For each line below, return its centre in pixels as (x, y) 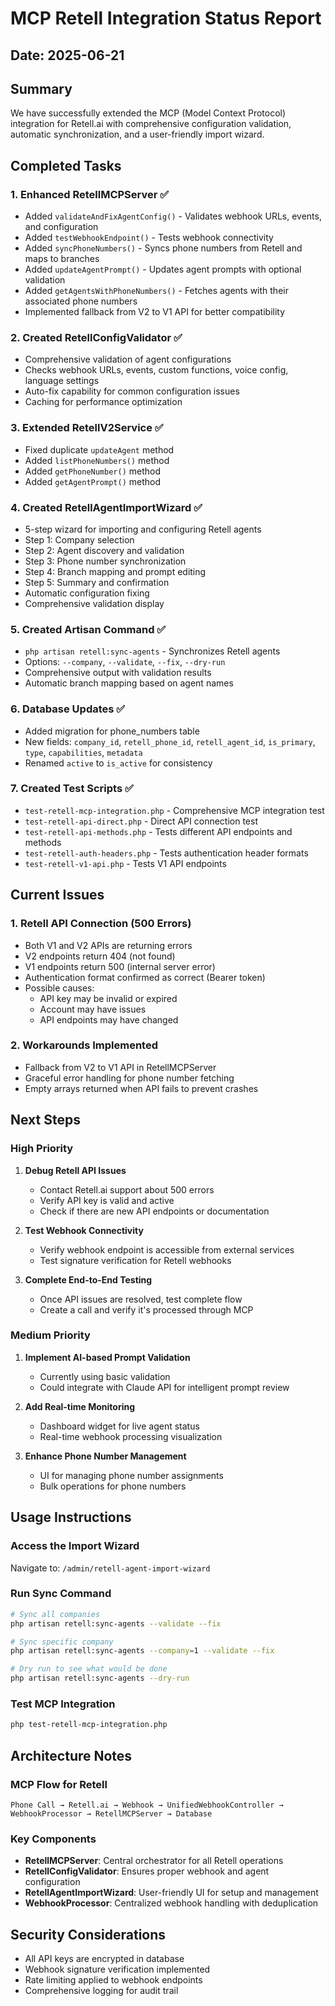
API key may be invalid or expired (108, 998)
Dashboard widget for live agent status (119, 1426)
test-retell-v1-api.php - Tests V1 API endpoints (125, 863)
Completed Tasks (66, 165)
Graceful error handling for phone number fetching (129, 1078)
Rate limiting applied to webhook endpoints (113, 1980)
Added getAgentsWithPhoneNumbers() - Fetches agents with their (156, 291)
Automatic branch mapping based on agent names (129, 683)
